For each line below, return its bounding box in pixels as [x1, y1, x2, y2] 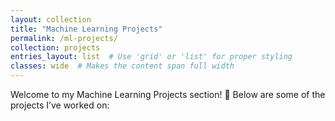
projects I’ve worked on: [10, 99, 110, 111]
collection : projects [10, 42, 101, 53]
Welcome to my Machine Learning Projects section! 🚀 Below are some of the [10, 89, 326, 100]
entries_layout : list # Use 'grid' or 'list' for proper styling [10, 52, 293, 62]
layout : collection [10, 14, 92, 25]
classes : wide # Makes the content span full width [10, 61, 235, 71]
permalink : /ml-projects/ [10, 33, 118, 43]
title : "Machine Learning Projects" [10, 24, 163, 34]
